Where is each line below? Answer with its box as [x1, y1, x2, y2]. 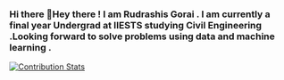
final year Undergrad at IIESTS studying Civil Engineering [9, 19, 262, 31]
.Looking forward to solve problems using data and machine [9, 30, 275, 43]
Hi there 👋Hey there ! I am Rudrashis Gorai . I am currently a [9, 8, 271, 20]
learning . [9, 41, 52, 53]
